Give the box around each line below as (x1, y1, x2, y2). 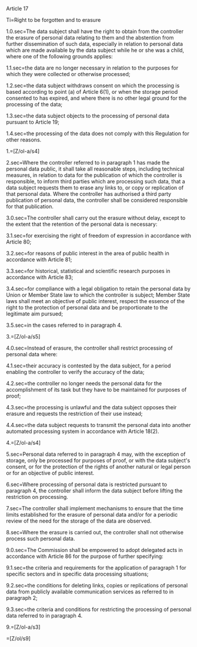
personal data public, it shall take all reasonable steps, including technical (6, 165, 185, 172)
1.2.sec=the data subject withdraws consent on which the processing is (6, 82, 180, 89)
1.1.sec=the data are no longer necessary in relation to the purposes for (6, 64, 179, 71)
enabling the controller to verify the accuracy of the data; (6, 369, 145, 375)
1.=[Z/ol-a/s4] (6, 147, 40, 155)
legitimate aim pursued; (6, 310, 64, 317)
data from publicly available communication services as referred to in (6, 588, 174, 595)
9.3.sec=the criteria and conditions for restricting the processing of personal (6, 606, 192, 613)
